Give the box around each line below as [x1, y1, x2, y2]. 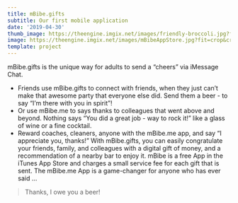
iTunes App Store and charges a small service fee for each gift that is [17, 159, 220, 167]
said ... [17, 174, 38, 182]
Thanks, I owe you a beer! [24, 188, 101, 196]
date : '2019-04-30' [7, 23, 65, 30]
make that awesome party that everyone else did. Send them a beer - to [17, 91, 228, 100]
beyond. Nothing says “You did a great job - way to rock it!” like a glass [17, 114, 225, 122]
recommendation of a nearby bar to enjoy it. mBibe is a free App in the [17, 151, 223, 160]
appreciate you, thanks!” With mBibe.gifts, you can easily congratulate [17, 137, 223, 145]
